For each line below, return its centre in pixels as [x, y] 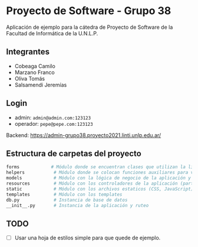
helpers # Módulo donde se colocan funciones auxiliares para [97, 173]
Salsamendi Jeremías [41, 85]
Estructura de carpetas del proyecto [74, 153]
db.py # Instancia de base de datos [67, 200]
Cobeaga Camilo [35, 66]
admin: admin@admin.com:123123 [53, 117]
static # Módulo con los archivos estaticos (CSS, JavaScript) [100, 189]
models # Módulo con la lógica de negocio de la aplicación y [99, 178]
